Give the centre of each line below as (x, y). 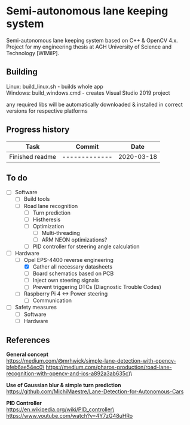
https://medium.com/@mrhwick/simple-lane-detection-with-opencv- (91, 361)
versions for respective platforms (47, 111)
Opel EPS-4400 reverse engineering (68, 260)
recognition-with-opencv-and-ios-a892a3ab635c (67, 373)
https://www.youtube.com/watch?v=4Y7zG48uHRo (70, 416)
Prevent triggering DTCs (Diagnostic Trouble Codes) (97, 287)
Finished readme (33, 156)
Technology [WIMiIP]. (33, 53)
